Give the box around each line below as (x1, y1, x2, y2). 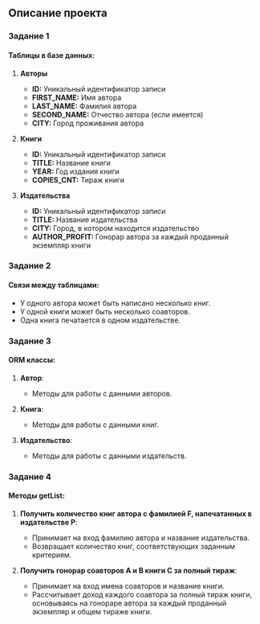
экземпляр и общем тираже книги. (31, 606, 152, 616)
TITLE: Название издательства (31, 215, 138, 224)
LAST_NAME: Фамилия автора (31, 101, 137, 111)
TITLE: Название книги (31, 158, 111, 167)
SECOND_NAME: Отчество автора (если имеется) (31, 109, 204, 119)
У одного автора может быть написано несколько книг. (19, 298, 211, 308)
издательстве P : (19, 517, 78, 527)
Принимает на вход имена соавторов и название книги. (31, 581, 225, 590)
